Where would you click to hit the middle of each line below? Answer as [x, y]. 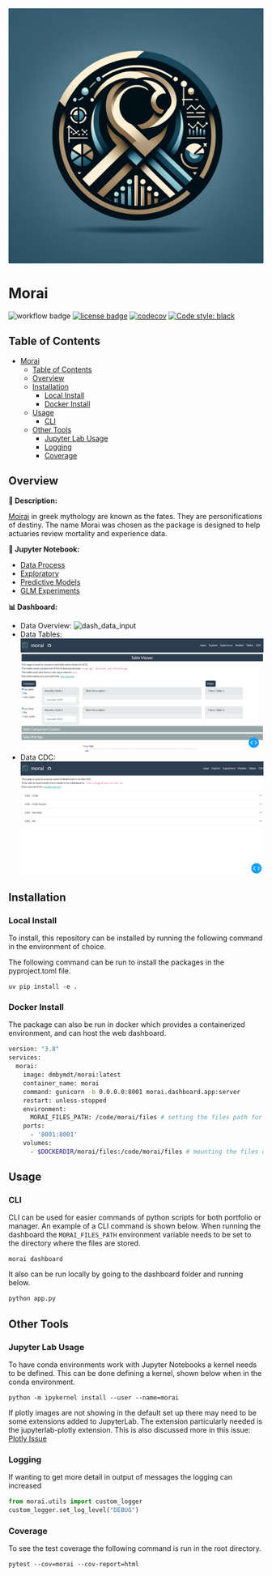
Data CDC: [38, 757]
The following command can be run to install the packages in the [117, 962]
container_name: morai [61, 1083]
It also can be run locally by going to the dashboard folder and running [126, 1274]
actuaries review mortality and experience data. [88, 533]
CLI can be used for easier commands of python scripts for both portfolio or [135, 1217]
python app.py [32, 1299]
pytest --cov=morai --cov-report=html [74, 1565]
